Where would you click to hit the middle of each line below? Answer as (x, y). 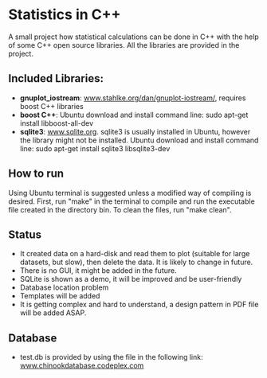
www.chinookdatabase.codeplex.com (82, 366)
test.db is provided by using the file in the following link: (111, 357)
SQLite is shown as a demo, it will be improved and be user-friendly (131, 279)
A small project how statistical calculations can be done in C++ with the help (133, 37)
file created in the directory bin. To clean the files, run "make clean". (120, 209)
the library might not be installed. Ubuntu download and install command (139, 140)
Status (25, 234)
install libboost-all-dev (57, 123)
